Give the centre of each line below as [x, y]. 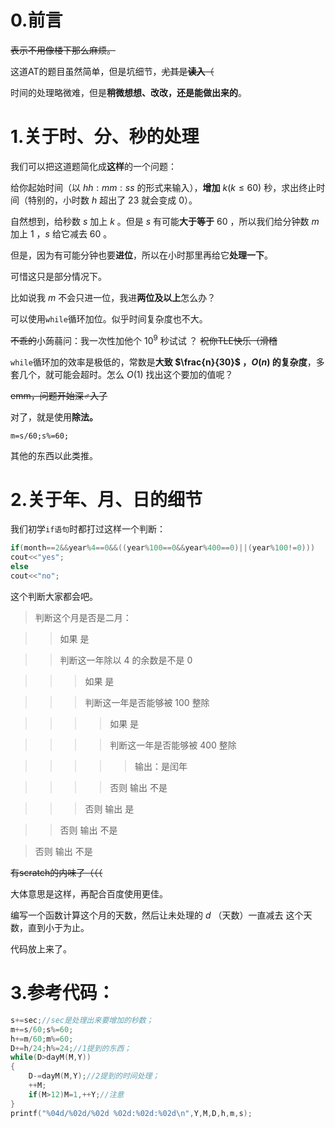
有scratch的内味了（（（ [56, 872]
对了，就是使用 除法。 [54, 417]
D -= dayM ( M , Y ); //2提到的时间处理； [94, 1076]
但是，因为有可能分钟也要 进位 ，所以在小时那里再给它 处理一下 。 [141, 255]
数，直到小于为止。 [50, 927]
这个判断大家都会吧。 [54, 596]
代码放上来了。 [41, 948]
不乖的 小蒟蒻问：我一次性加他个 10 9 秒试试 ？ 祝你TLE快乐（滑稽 [144, 339]
